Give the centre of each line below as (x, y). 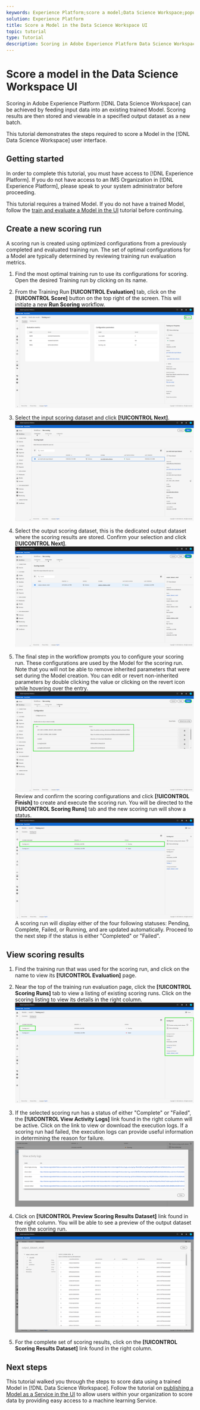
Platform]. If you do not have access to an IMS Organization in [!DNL (90, 179)
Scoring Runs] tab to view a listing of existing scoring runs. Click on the (103, 993)
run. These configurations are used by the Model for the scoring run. (99, 663)
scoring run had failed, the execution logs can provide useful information (104, 1132)
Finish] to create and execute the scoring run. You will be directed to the (104, 802)
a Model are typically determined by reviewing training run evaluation (91, 256)
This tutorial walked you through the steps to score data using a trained (94, 1381)
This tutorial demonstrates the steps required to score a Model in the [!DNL (98, 133)
